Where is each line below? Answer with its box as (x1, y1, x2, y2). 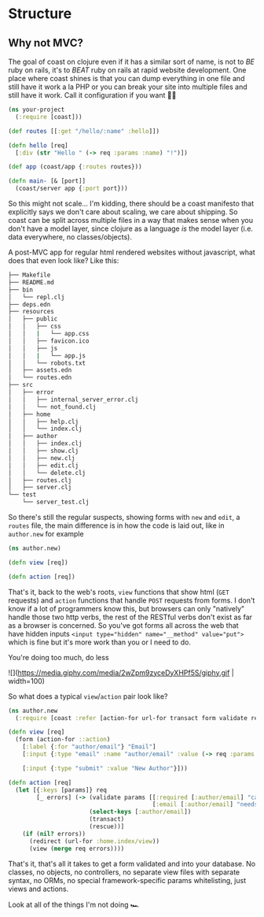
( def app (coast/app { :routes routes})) (8, 163, 143, 171)
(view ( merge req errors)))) (28, 845, 125, 852)
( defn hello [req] (8, 141, 68, 150)
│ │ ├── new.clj (8, 454, 76, 462)
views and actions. (8, 884, 69, 893)
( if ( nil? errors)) (22, 830, 86, 837)
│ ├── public (8, 315, 58, 323)
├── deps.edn (8, 300, 51, 308)
